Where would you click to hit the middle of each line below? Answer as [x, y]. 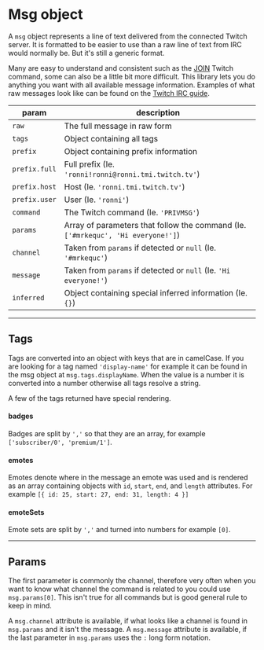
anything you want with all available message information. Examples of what [132, 85]
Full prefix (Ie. [90, 164]
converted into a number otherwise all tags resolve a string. [104, 383]
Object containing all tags [111, 138]
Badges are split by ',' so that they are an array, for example [107, 433]
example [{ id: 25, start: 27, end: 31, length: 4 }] [99, 494]
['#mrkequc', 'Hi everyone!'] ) [122, 235]
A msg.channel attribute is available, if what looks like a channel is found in [128, 621]
